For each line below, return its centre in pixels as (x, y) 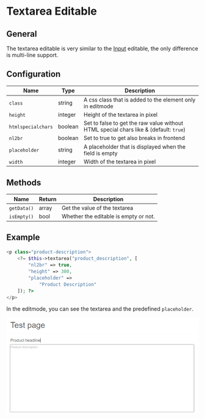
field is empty (100, 153)
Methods (24, 183)
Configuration (34, 74)
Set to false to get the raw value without (133, 123)
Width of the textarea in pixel (120, 161)
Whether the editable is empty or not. (109, 217)
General (22, 34)
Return (48, 199)
